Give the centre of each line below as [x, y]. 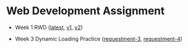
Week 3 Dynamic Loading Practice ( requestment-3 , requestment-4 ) [99, 39]
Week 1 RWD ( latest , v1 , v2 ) [49, 27]
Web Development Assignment [86, 11]
